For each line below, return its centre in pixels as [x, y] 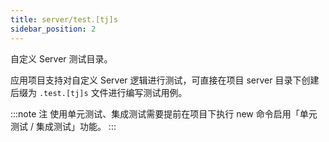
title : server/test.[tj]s [64, 19]
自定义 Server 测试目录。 [61, 58]
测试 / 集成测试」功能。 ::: [63, 126]
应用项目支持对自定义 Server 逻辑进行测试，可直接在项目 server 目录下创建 [165, 80]
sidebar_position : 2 [53, 29]
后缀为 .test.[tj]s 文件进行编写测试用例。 [99, 92]
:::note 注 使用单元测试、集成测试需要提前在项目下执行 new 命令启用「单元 [164, 113]
